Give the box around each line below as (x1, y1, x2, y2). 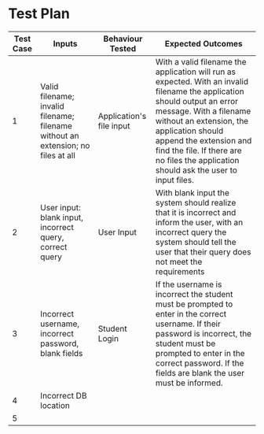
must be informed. (156, 377, 224, 388)
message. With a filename (156, 106, 251, 117)
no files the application (156, 154, 240, 165)
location (40, 399, 71, 410)
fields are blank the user (156, 367, 245, 378)
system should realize (156, 197, 236, 208)
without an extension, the (156, 115, 249, 126)
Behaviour (103, 33, 143, 44)
